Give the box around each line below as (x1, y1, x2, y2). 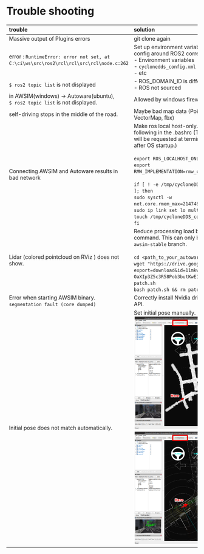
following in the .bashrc (133, 129, 192, 136)
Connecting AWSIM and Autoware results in (8, 167, 118, 174)
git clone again (133, 35, 171, 42)
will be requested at (133, 135, 183, 142)
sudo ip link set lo (133, 207, 186, 213)
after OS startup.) (133, 142, 177, 149)
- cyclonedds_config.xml (133, 63, 196, 70)
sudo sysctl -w (133, 194, 172, 200)
